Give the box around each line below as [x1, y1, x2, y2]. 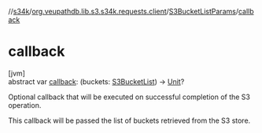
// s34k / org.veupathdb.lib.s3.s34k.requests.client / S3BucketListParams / [8, 7, 238, 16]
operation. [8, 100, 42, 109]
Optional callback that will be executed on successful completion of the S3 [8, 92, 250, 102]
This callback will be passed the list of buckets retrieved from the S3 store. [8, 116, 251, 125]
